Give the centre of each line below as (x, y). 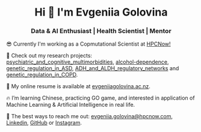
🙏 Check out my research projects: (49, 56)
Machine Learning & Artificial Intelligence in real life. (71, 105)
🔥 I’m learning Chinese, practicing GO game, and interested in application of (100, 98)
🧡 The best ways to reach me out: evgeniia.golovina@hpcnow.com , (90, 116)
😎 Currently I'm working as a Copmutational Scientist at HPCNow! (88, 44)
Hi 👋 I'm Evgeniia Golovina (101, 12)
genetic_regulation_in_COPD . (42, 75)
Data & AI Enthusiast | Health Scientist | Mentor (101, 31)
